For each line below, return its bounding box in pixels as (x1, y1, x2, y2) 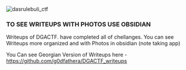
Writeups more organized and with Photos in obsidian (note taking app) (6, 40, 181, 47)
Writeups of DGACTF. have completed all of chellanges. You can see (6, 34, 174, 41)
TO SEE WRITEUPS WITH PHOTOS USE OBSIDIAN (6, 20, 152, 28)
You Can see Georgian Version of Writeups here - (6, 51, 128, 58)
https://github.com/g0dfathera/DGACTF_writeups (6, 58, 127, 65)
